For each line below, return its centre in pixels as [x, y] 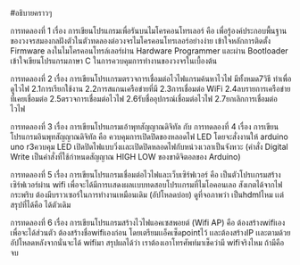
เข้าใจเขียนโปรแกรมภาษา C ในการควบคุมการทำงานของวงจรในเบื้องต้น [114, 61]
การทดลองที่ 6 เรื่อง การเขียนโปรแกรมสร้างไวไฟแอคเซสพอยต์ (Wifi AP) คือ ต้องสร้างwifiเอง [148, 223]
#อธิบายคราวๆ [31, 13]
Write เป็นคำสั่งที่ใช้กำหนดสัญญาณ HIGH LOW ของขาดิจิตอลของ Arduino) [125, 157]
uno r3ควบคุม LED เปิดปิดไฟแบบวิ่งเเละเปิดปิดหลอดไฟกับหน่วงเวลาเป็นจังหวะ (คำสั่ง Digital [149, 147]
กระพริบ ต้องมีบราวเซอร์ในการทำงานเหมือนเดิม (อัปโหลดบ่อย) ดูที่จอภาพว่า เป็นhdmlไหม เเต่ [147, 195]
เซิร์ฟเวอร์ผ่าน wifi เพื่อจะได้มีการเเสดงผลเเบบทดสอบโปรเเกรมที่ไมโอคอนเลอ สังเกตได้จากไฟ [146, 185]
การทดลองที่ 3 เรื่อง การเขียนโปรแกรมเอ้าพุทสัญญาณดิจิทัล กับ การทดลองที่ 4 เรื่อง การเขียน [145, 127]
